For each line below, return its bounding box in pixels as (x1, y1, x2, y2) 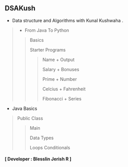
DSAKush (5, 4, 36, 13)
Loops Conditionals (29, 144, 70, 150)
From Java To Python (24, 27, 69, 33)
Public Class (17, 115, 44, 121)
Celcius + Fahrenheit (42, 86, 86, 92)
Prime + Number (42, 76, 77, 82)
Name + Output (42, 57, 75, 63)
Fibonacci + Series (42, 95, 82, 101)
